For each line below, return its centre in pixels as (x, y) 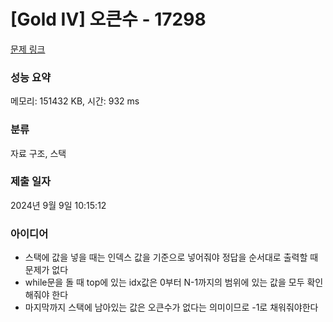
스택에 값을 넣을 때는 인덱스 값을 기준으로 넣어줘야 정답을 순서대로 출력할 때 (171, 257)
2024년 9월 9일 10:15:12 (58, 205)
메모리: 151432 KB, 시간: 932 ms (75, 101)
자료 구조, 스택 (38, 153)
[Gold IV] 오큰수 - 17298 (108, 19)
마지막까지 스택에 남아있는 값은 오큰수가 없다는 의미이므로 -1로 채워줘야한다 (171, 307)
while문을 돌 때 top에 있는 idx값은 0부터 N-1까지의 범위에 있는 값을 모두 (164, 282)
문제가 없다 (46, 270)
